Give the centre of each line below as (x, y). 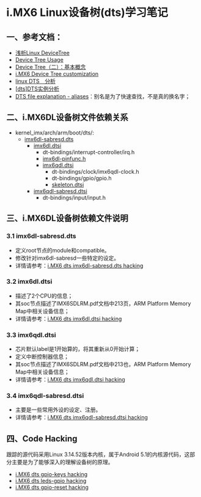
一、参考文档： (35, 37)
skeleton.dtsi (68, 185)
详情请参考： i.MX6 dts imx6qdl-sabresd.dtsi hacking (82, 418)
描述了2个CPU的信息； (44, 296)
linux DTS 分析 (35, 81)
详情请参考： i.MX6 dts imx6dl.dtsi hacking (68, 318)
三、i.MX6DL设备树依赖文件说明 (67, 219)
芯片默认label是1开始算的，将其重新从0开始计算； (78, 349)
